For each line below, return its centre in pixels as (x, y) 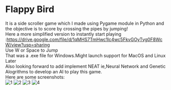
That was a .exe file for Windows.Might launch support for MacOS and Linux (86, 55)
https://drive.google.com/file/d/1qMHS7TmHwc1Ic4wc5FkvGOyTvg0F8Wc (85, 39)
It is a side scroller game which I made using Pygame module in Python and (85, 23)
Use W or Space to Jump (32, 50)
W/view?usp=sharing (28, 44)
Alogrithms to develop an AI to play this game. (54, 71)
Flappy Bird (30, 9)
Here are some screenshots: (35, 77)
